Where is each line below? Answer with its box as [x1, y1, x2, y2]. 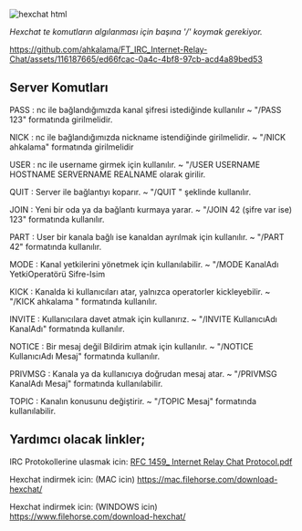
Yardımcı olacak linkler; [9, 432, 146, 447]
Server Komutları [9, 80, 109, 96]
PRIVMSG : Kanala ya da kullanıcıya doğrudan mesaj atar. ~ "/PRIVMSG [9, 368, 277, 379]
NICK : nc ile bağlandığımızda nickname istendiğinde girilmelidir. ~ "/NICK [9, 131, 286, 142]
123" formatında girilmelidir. [9, 114, 113, 125]
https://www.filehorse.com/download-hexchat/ [9, 511, 186, 522]
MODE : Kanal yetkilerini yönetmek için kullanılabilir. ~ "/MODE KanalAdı [9, 258, 279, 269]
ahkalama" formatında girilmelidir [9, 141, 134, 152]
